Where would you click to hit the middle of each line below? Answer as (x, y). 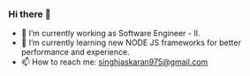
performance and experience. (75, 52)
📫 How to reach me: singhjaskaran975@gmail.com (114, 62)
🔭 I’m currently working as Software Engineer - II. (110, 34)
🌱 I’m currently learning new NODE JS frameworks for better (131, 42)
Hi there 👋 (30, 14)
